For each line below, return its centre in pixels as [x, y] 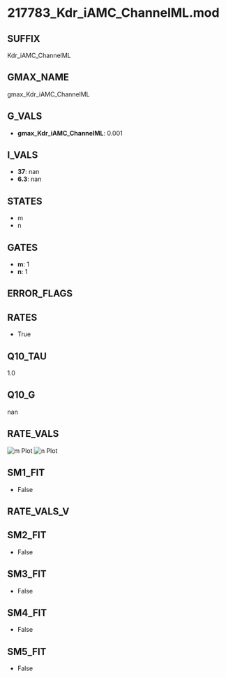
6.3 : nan [29, 179]
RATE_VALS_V [38, 511]
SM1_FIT [26, 473]
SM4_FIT [27, 613]
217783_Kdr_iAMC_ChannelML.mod [113, 13]
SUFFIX [24, 39]
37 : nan [28, 172]
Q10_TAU [27, 356]
